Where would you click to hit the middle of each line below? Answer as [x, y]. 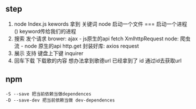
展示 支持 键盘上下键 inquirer [48, 53]
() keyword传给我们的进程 [45, 31]
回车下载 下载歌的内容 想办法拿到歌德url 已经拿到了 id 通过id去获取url [98, 60]
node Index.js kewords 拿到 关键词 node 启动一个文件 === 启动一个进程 [100, 24]
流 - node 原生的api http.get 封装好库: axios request [76, 46]
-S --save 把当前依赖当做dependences [48, 94]
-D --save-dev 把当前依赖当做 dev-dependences [60, 100]
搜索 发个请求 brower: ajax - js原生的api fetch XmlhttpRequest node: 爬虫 [102, 38]
